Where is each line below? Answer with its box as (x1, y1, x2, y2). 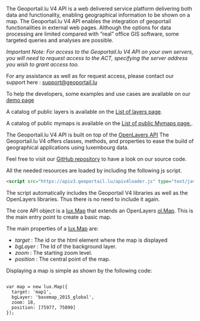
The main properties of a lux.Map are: (6, 225, 99, 232)
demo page (6, 96, 35, 104)
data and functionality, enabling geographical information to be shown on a (6, 11, 190, 18)
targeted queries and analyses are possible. (6, 37, 114, 43)
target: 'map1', (11, 289, 52, 295)
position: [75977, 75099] (11, 304, 76, 310)
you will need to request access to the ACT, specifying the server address (6, 55, 188, 61)
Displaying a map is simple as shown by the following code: (6, 267, 152, 274)
